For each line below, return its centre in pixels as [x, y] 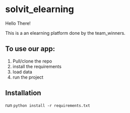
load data [22, 72]
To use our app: [30, 49]
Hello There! [18, 23]
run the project [28, 77]
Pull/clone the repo [32, 61]
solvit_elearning [40, 9]
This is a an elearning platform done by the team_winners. [66, 33]
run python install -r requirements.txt [48, 105]
